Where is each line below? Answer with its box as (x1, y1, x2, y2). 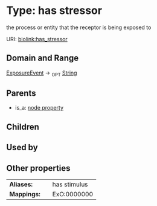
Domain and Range (6, 53, 79, 64)
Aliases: (9, 180, 33, 188)
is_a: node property (14, 104, 64, 111)
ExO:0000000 (52, 190, 94, 198)
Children (6, 122, 39, 132)
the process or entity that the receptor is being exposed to (6, 24, 152, 31)
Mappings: (9, 190, 41, 198)
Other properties (6, 163, 71, 173)
